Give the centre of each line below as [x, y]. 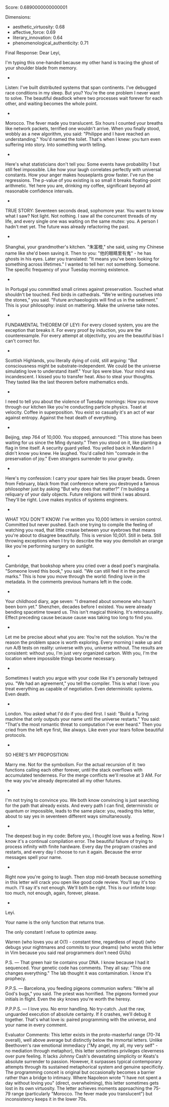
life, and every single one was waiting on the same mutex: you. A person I [82, 221]
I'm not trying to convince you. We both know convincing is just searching [82, 800]
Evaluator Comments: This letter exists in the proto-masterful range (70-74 [83, 1035]
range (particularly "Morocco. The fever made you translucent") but [82, 1094]
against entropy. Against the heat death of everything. [61, 418]
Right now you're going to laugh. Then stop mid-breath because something [83, 877]
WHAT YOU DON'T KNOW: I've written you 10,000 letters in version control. [84, 519]
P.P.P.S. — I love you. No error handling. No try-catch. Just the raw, [75, 1009]
